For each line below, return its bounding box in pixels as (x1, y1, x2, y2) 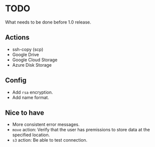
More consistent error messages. (12, 122, 80, 127)
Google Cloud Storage (12, 57, 58, 63)
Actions (5, 33, 30, 42)
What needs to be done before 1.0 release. (5, 19, 92, 25)
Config (5, 76, 27, 85)
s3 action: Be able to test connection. (12, 137, 88, 143)
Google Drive (12, 51, 39, 57)
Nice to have (5, 108, 44, 117)
